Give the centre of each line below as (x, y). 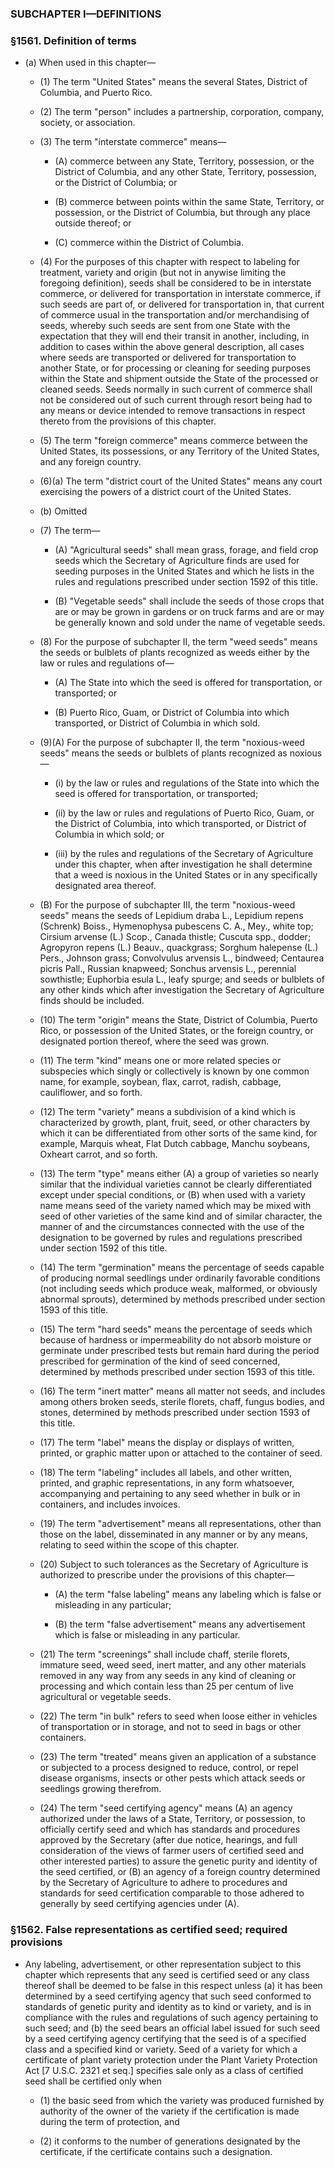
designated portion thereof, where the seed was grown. (154, 1041)
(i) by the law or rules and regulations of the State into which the (187, 783)
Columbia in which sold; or (109, 834)
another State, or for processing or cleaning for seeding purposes (175, 368)
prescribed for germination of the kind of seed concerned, (160, 1361)
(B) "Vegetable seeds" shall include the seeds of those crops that (189, 601)
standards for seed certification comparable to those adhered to (172, 1893)
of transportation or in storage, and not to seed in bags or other (170, 1727)
